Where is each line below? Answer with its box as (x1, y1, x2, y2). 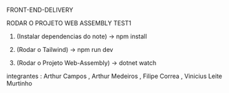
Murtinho (6, 79, 32, 88)
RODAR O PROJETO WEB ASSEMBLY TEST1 (6, 19, 132, 27)
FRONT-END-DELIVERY (6, 6, 74, 14)
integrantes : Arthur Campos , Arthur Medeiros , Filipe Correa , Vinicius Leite (6, 72, 223, 80)
